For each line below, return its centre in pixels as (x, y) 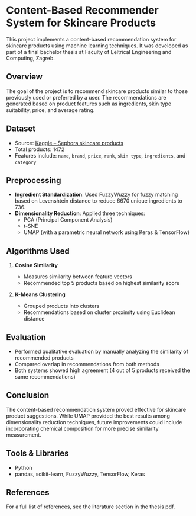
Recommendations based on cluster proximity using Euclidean (99, 312)
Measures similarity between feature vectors (78, 277)
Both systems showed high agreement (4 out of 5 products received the (102, 370)
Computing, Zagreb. (30, 58)
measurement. (24, 435)
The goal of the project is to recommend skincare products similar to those (97, 91)
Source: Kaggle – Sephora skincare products (69, 143)
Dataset (21, 129)
